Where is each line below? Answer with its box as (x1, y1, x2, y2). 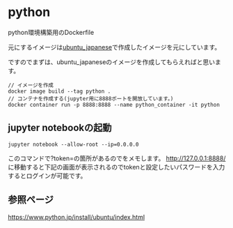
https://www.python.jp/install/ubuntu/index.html (8, 213, 145, 221)
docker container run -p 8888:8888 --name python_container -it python (8, 101, 220, 108)
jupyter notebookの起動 (8, 122, 112, 134)
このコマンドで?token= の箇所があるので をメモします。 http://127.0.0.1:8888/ (8, 154, 226, 162)
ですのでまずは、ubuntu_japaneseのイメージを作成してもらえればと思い (8, 57, 215, 66)
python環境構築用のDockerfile (8, 28, 95, 36)
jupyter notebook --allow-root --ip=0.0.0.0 (8, 141, 139, 148)
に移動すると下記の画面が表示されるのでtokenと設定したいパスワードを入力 (8, 162, 225, 171)
